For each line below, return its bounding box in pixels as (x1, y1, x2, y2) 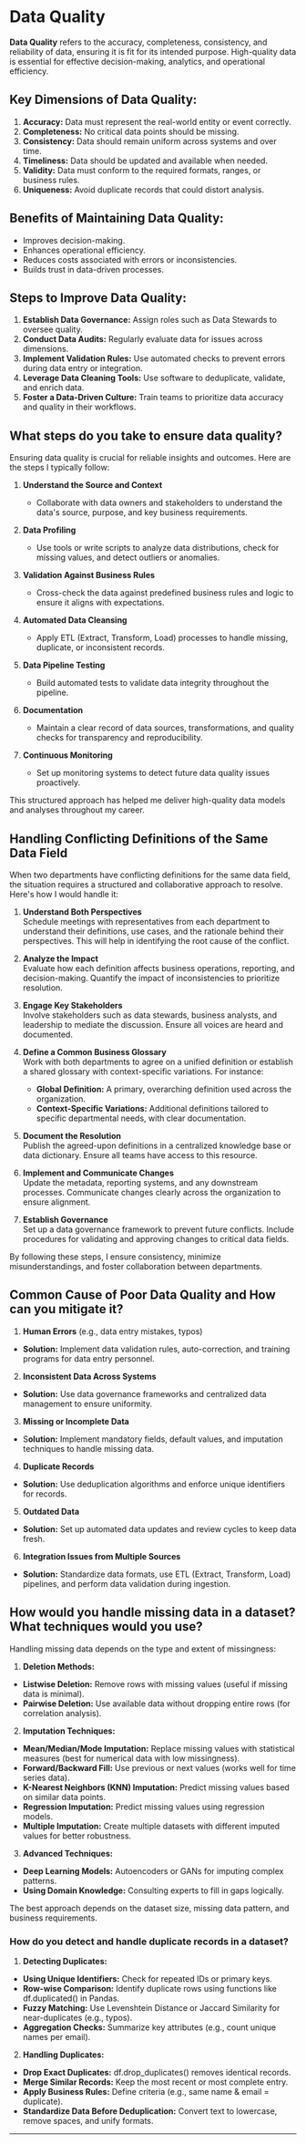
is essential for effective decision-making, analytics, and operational (9, 56, 266, 67)
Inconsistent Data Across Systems (22, 1371, 157, 1382)
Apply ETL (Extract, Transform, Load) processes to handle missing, (36, 632, 289, 644)
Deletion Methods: (22, 1661, 96, 1672)
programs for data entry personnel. (22, 1352, 155, 1364)
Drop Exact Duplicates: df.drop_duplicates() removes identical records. (22, 2066, 291, 2077)
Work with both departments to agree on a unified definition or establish (22, 1056, 293, 1067)
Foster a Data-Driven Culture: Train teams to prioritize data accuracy (22, 392, 284, 403)
